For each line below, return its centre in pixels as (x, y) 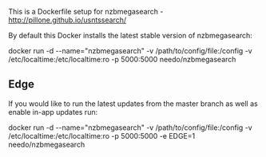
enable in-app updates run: (53, 112)
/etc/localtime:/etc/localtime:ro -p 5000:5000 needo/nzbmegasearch (122, 59)
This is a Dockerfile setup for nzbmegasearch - (86, 12)
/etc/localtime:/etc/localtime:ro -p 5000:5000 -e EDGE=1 (102, 135)
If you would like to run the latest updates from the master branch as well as (133, 104)
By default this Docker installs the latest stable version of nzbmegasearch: (131, 35)
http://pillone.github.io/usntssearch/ (67, 20)
